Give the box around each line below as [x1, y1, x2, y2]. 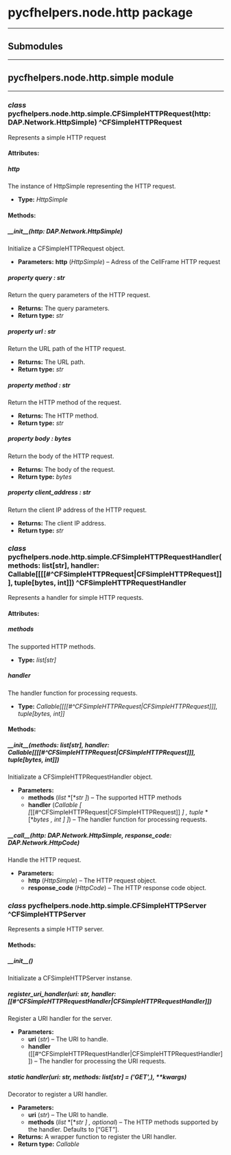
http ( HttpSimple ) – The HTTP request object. [27, 876, 157, 885]
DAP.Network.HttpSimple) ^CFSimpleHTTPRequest [8, 118, 182, 127]
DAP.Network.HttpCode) [8, 838, 80, 847]
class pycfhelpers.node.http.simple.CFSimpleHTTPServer [8, 901, 207, 911]
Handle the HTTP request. [8, 856, 82, 864]
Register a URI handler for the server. [8, 1015, 112, 1023]
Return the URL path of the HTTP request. [8, 344, 126, 352]
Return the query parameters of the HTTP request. [8, 290, 151, 299]
